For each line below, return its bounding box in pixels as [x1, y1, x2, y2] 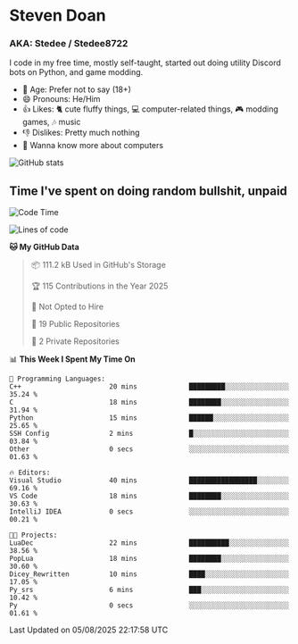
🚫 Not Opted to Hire [30, 301, 104, 313]
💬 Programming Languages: [9, 374, 105, 384]
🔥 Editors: [9, 468, 51, 478]
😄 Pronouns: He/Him [21, 94, 101, 105]
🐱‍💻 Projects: [9, 531, 58, 540]
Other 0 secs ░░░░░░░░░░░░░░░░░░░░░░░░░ [9, 445, 290, 454]
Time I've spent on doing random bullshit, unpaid [9, 183, 288, 198]
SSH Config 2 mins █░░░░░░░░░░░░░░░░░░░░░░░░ [9, 430, 290, 439]
